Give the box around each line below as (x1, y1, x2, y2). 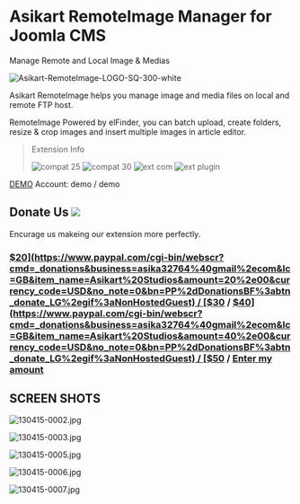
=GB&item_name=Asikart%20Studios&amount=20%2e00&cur (9, 273, 290, 286)
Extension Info (31, 144, 85, 155)
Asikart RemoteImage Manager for (9, 6, 272, 27)
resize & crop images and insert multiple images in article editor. (9, 126, 247, 137)
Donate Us (9, 205, 69, 220)
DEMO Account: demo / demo (9, 178, 120, 190)
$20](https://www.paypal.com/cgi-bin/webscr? (9, 251, 225, 263)
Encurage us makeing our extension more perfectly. (9, 228, 201, 239)
